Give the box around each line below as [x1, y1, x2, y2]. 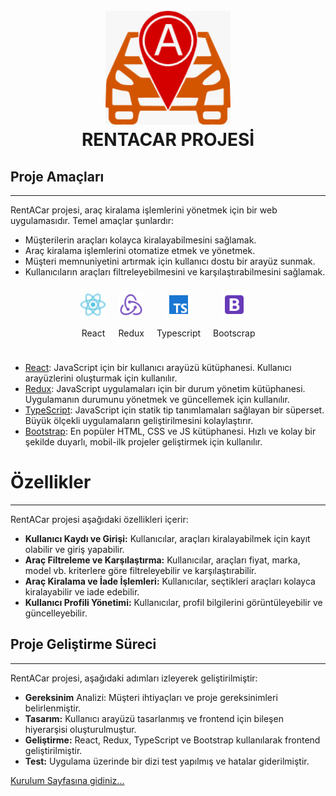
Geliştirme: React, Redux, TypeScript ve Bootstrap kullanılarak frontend [24, 734, 321, 746]
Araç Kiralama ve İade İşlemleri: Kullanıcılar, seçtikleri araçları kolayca [24, 575, 316, 588]
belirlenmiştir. [24, 702, 82, 714]
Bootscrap [213, 327, 256, 339]
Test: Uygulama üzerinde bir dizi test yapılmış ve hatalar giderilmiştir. [24, 755, 310, 767]
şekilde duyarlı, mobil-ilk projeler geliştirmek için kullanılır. [24, 436, 263, 448]
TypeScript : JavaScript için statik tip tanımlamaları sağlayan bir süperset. [24, 404, 325, 416]
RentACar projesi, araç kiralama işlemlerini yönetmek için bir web [10, 204, 278, 216]
